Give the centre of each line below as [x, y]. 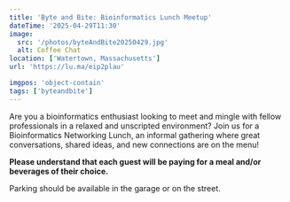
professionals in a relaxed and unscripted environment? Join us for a [134, 126]
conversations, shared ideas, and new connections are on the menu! [134, 144]
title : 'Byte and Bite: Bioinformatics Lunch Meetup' [111, 17]
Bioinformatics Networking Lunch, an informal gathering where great [135, 135]
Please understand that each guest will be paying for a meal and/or [135, 161]
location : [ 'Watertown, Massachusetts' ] [85, 58]
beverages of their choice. [59, 171]
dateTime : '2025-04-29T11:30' [65, 26]
